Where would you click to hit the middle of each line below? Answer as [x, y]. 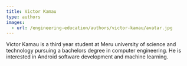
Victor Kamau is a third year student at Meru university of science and [91, 44]
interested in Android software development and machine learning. [87, 57]
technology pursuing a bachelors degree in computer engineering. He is [94, 51]
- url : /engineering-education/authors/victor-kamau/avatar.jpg [92, 28]
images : [16, 22]
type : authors [24, 17]
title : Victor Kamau [32, 11]
